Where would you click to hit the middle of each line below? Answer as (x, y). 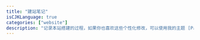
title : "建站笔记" (27, 11)
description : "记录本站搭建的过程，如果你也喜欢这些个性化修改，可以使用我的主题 (96, 28)
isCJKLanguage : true (32, 17)
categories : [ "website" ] (37, 22)
